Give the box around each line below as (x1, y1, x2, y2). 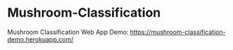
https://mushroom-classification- (130, 28, 227, 36)
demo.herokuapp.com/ (7, 35, 74, 43)
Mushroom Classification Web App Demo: (7, 28, 129, 36)
